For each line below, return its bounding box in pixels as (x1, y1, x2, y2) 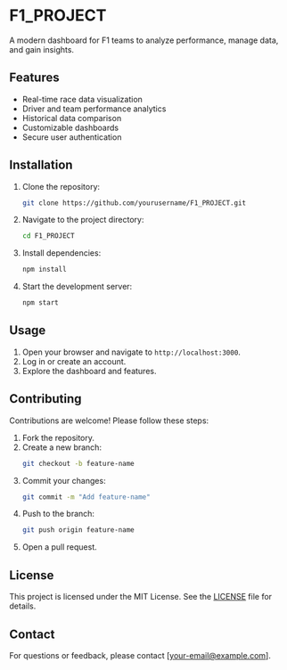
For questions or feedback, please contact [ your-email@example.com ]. (9, 650, 272, 660)
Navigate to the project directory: (21, 215, 144, 225)
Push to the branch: (21, 509, 95, 519)
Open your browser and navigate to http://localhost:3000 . (21, 347, 241, 357)
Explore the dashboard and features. (21, 365, 157, 376)
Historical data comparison (21, 112, 122, 123)
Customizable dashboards (21, 122, 119, 133)
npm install (21, 265, 67, 274)
